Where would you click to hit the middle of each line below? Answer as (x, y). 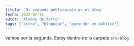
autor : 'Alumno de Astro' (32, 19)
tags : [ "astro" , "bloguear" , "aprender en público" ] (62, 24)
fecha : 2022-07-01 (25, 14)
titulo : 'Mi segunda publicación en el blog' (54, 10)
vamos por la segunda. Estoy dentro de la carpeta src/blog (67, 38)
